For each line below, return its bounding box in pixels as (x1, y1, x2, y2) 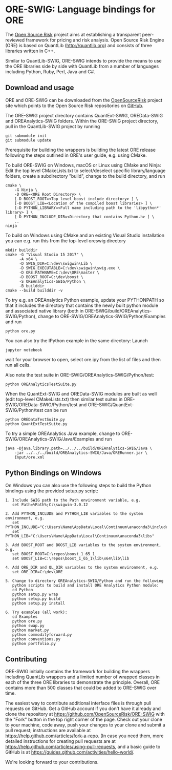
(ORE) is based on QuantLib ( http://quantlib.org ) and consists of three (5, 42, 152, 48)
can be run (44, 407, 68, 413)
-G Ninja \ (14, 187, 38, 193)
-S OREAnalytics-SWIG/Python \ (18, 279, 86, 284)
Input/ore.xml (14, 454, 45, 460)
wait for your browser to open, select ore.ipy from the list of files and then (5, 356, 161, 362)
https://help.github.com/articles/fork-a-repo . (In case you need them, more (5, 733, 164, 739)
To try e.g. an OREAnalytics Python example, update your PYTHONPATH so (5, 297, 165, 303)
